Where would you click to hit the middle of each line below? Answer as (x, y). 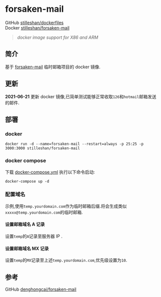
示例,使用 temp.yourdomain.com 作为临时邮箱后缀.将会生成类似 (66, 206)
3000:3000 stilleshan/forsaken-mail (42, 148)
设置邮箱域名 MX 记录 (27, 248)
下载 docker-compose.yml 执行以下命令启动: (50, 172)
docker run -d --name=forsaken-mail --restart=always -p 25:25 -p (74, 144)
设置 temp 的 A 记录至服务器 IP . (34, 236)
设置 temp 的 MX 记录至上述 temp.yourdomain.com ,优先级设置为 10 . (66, 260)
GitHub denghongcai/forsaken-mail (41, 289)
